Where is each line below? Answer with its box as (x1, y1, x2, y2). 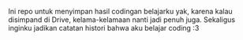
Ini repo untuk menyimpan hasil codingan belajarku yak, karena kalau (8, 7, 233, 16)
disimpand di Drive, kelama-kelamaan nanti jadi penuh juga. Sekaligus (8, 15, 235, 24)
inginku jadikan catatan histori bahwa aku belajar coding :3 (8, 24, 200, 32)
